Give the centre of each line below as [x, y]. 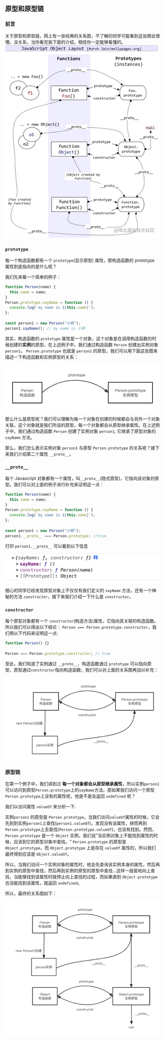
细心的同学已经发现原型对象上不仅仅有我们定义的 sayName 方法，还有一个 [79, 590]
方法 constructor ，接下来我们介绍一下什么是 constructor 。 [73, 596]
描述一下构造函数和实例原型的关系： [42, 357]
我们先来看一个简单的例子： [33, 277]
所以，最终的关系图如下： [31, 894]
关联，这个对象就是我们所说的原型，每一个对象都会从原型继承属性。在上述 [80, 425]
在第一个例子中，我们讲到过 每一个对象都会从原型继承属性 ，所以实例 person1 [82, 784]
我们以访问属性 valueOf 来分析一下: [41, 806]
